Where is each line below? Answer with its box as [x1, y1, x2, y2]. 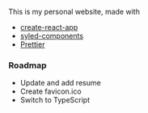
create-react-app [19, 23, 78, 31]
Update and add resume [19, 78, 101, 88]
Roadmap [8, 60, 47, 71]
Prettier [19, 40, 45, 49]
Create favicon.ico [19, 86, 82, 96]
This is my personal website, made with [8, 7, 140, 16]
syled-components [19, 31, 83, 40]
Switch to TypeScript [19, 95, 91, 105]
